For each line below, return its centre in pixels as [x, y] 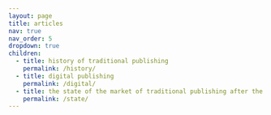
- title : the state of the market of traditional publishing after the [140, 91]
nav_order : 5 [30, 38]
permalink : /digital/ [59, 83]
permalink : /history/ [59, 69]
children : [25, 53]
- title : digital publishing [65, 76]
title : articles [36, 23]
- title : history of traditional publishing [92, 62]
